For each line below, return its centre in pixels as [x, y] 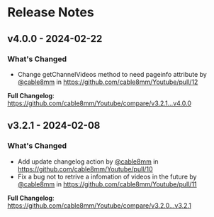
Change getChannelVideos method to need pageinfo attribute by [112, 74]
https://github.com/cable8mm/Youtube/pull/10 [85, 169]
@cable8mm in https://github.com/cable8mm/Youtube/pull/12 [108, 82]
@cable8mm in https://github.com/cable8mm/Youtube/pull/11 [107, 184]
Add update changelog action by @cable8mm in [88, 162]
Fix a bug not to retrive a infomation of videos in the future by [107, 176]
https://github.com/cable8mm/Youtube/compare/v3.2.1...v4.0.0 [100, 103]
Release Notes [51, 12]
